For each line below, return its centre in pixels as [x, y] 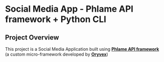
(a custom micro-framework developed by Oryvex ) [57, 54]
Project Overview [32, 37]
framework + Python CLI [56, 19]
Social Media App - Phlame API [69, 9]
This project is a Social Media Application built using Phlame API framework [82, 49]
